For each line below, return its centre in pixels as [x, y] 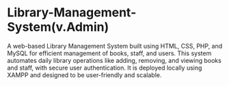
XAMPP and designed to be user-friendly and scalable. [84, 75]
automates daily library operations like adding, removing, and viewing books [114, 60]
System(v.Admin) [58, 27]
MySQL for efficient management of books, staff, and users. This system [109, 53]
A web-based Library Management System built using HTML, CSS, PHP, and [115, 46]
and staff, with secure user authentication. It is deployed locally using [105, 68]
